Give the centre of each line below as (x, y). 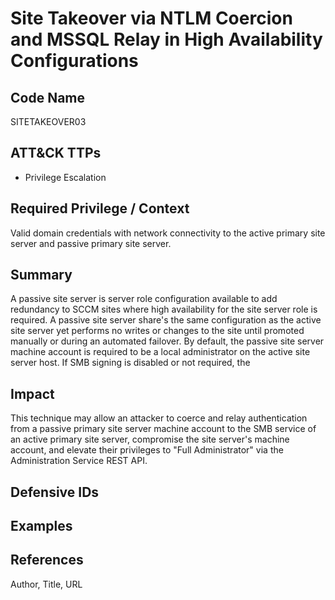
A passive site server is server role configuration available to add (144, 299)
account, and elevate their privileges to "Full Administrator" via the (147, 450)
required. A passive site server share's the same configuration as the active (166, 320)
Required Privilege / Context (100, 208)
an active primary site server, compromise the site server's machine (150, 439)
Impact (32, 393)
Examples (41, 526)
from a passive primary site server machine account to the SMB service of (163, 429)
